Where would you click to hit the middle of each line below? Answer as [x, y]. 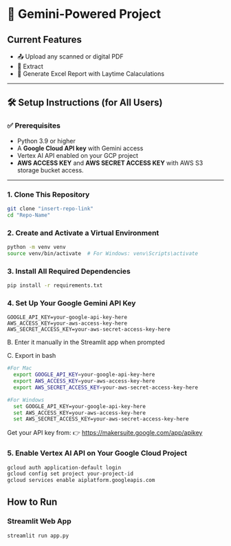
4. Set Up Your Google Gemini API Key [71, 303]
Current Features [45, 40]
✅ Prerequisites [34, 125]
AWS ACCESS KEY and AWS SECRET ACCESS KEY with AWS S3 [110, 163]
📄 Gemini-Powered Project [84, 14]
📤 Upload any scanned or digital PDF [70, 57]
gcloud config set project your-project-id [70, 474]
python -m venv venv [37, 247]
